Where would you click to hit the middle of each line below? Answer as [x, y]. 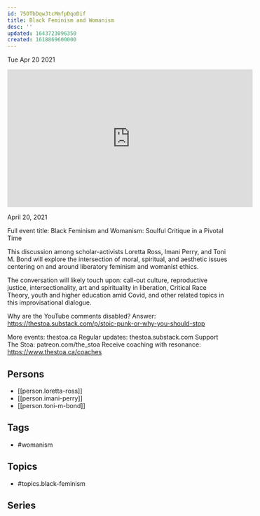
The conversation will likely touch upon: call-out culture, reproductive [108, 280]
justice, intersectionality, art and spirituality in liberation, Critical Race [107, 288]
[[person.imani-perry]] [50, 398]
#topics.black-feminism [52, 483]
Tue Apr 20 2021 [31, 60]
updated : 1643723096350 [42, 33]
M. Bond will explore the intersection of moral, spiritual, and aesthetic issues [117, 259]
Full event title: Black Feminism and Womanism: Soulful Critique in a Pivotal [116, 231]
